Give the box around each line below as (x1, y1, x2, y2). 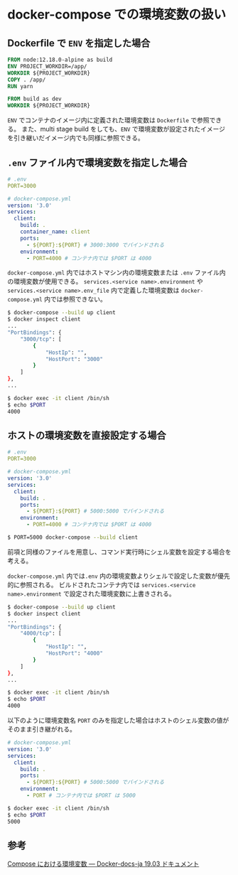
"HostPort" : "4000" (45, 650, 103, 657)
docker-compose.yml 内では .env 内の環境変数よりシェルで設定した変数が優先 (7, 571, 231, 580)
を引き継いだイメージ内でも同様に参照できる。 (7, 134, 144, 142)
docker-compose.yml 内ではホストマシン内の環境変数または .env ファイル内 (7, 268, 226, 277)
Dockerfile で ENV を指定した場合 (7, 37, 151, 49)
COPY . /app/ (7, 76, 46, 83)
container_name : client (20, 228, 91, 235)
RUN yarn (7, 82, 33, 90)
